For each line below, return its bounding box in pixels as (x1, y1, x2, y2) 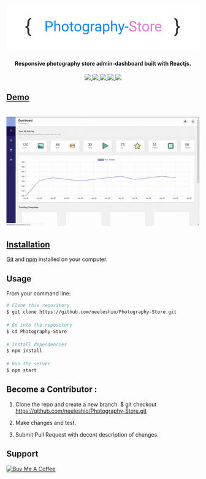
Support (6, 449, 39, 459)
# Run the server (6, 361, 51, 367)
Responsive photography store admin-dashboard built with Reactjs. (15, 60, 191, 68)
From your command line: (6, 290, 71, 297)
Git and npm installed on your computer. (6, 255, 108, 263)
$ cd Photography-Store (6, 328, 67, 335)
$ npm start (6, 367, 37, 373)
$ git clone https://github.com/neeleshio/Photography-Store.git (6, 309, 177, 315)
